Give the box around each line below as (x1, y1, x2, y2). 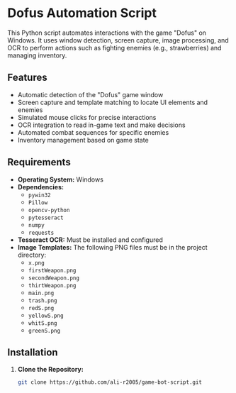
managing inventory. (7, 51, 67, 60)
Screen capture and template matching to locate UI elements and (17, 98, 208, 106)
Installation (7, 346, 58, 358)
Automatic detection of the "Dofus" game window (17, 90, 164, 99)
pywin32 (28, 192, 51, 199)
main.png (28, 289, 55, 297)
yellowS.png (28, 312, 64, 319)
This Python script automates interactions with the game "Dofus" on (7, 28, 207, 37)
